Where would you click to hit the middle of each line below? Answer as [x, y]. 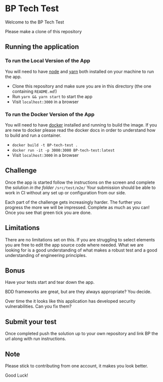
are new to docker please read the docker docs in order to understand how [80, 130]
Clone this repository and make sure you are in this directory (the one [82, 86]
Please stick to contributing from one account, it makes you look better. [77, 366]
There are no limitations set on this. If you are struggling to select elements [80, 239]
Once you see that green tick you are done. [48, 212]
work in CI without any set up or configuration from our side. [66, 192]
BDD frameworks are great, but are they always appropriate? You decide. [78, 292]
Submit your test [31, 322]
